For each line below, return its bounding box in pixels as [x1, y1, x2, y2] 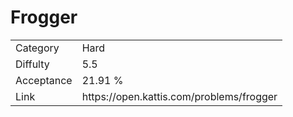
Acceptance [15, 73, 73, 87]
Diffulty [15, 57, 50, 71]
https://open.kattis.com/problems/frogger [81, 89, 278, 103]
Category [15, 41, 60, 55]
